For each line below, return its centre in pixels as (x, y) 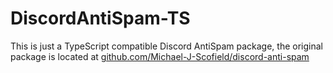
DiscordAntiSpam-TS (100, 18)
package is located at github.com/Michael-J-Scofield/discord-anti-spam (160, 56)
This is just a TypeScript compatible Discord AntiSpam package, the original (166, 46)
